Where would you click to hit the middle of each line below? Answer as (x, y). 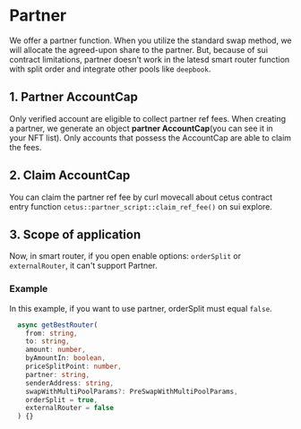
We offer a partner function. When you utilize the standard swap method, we (150, 40)
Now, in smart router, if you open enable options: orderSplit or (125, 256)
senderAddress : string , (70, 383)
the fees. (26, 147)
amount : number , (56, 350)
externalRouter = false (70, 408)
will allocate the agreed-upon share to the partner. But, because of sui (139, 49)
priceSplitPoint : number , (74, 367)
